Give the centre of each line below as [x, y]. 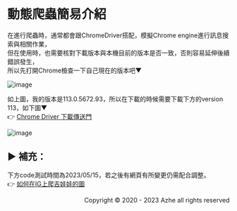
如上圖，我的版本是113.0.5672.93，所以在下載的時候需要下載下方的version [115, 98]
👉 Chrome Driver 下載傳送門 [50, 116]
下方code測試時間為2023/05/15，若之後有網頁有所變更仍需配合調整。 [109, 175]
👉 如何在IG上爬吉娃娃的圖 [46, 184]
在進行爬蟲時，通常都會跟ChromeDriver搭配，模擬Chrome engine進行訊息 [115, 35]
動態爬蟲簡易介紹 [57, 14]
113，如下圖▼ [28, 108]
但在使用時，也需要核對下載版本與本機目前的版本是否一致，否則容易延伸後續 [119, 53]
